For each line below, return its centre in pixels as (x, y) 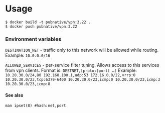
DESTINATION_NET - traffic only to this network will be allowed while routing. (82, 50)
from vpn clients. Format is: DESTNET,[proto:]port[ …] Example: (71, 70)
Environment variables (33, 39)
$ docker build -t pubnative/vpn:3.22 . (48, 22)
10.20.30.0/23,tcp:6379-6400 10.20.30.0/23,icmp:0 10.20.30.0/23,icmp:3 (83, 80)
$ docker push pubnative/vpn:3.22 (41, 26)
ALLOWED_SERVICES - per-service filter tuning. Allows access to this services (82, 65)
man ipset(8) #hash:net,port (36, 106)
